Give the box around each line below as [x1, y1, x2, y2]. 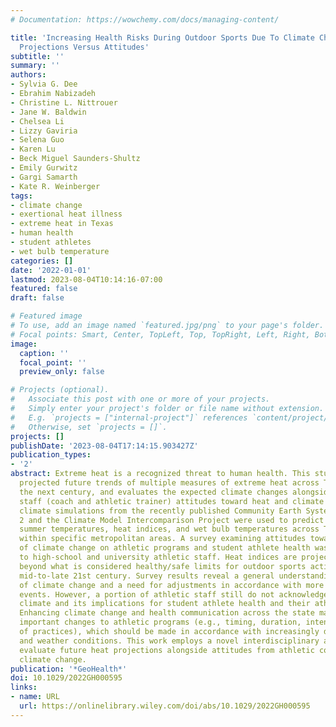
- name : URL [10, 692, 60, 702]
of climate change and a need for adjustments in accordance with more [19, 580, 325, 590]
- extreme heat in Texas [10, 219, 114, 229]
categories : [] [10, 256, 74, 266]
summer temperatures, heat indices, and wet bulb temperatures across [19, 524, 320, 535]
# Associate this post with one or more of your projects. [10, 394, 271, 405]
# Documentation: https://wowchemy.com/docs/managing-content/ [10, 14, 280, 25]
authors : [10, 70, 47, 80]
